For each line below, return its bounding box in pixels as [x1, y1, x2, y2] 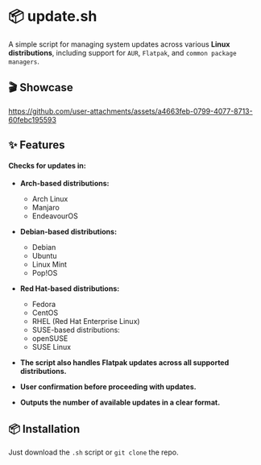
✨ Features [8, 139, 65, 152]
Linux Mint [31, 259, 67, 269]
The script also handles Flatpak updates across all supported [19, 358, 230, 367]
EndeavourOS [31, 211, 79, 221]
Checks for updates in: [8, 160, 86, 170]
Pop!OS [31, 268, 58, 278]
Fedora [31, 300, 56, 309]
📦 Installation [8, 421, 81, 436]
